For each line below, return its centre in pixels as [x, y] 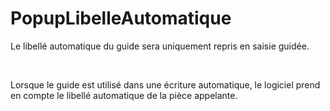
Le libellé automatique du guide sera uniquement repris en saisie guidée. [160, 46]
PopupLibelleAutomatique [121, 18]
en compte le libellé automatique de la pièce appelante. [124, 95]
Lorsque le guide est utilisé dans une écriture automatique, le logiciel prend [165, 84]
